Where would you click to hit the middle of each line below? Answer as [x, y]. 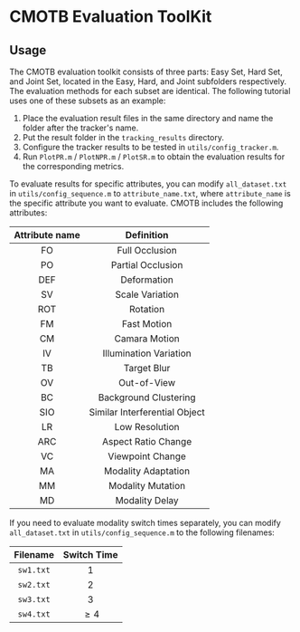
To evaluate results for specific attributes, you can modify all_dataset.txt [148, 184]
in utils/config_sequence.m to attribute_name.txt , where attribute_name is [150, 193]
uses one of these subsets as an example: [88, 101]
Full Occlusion [147, 250]
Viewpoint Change [147, 456]
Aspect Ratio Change [147, 441]
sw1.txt [34, 570]
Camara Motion [147, 339]
